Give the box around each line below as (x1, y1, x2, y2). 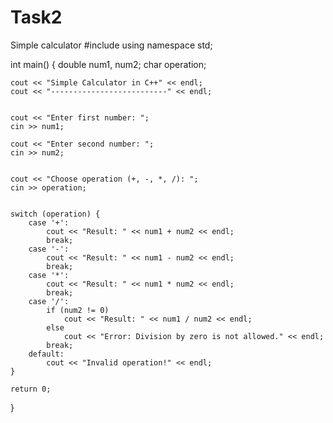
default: (28, 349, 65, 359)
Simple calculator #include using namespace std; (10, 39, 213, 51)
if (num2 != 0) (46, 305, 110, 315)
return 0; (10, 384, 52, 394)
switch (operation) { (10, 209, 101, 219)
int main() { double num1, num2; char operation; (10, 58, 207, 70)
